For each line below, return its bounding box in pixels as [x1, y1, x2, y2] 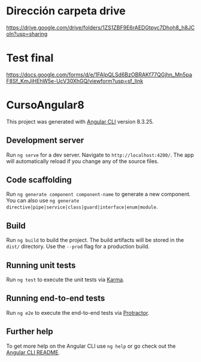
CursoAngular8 [6, 99, 85, 112]
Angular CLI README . [6, 348, 60, 356]
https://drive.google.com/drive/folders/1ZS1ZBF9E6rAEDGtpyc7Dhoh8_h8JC [6, 24, 195, 31]
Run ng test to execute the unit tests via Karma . [6, 276, 124, 283]
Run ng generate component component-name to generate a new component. [6, 191, 191, 198]
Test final [6, 51, 54, 65]
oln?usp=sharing [6, 30, 48, 37]
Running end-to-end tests [6, 293, 105, 303]
